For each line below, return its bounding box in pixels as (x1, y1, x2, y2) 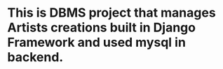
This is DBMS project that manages (7, 5, 216, 21)
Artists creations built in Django (7, 20, 196, 36)
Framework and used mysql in (7, 35, 186, 50)
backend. (7, 49, 64, 66)
